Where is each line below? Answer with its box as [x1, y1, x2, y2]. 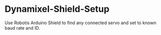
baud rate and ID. [4, 25, 40, 31]
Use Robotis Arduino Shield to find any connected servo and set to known [4, 20, 157, 26]
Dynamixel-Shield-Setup [4, 3, 110, 15]
